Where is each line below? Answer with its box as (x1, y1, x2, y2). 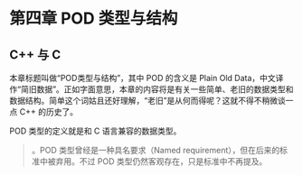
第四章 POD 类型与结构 (9, 8, 178, 29)
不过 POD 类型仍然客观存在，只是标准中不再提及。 (79, 156, 268, 167)
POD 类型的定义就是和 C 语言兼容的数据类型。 (9, 125, 182, 136)
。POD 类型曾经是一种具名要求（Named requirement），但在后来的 (31, 145, 280, 155)
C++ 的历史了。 (19, 106, 79, 117)
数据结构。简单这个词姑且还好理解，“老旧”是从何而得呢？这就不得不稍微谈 (9, 96, 287, 106)
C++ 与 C (9, 47, 62, 62)
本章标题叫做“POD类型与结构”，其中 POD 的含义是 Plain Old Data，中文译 (9, 73, 284, 83)
